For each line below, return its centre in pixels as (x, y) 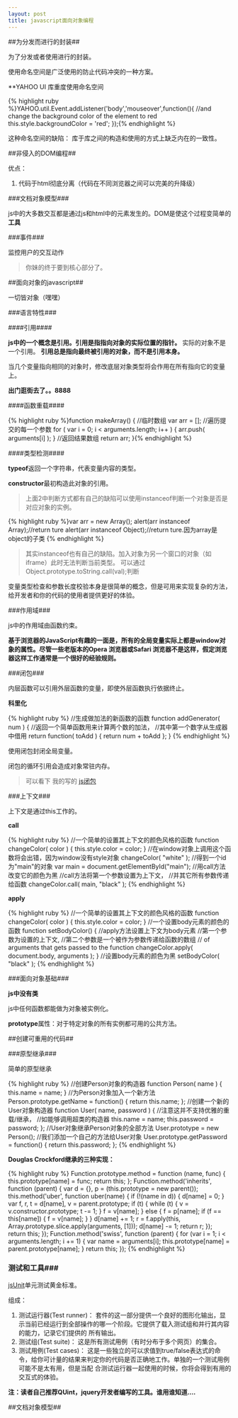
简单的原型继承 (30, 1068)
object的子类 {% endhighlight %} (56, 538)
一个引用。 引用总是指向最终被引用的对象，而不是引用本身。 (96, 351)
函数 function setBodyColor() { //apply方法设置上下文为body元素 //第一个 (115, 930)
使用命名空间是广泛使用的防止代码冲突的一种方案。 (83, 72)
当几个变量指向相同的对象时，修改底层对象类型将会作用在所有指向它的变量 (117, 366)
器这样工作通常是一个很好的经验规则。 (64, 658)
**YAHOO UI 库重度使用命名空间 (56, 86)
